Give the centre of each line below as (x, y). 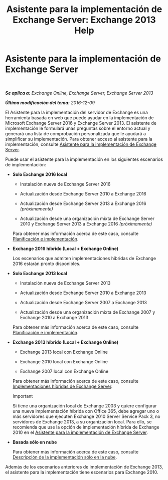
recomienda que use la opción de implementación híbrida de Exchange (86, 427)
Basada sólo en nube (35, 442)
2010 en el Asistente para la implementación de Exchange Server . (80, 432)
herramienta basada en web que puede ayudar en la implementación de (79, 117)
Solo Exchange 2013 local (40, 273)
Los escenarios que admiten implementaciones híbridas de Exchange (84, 258)
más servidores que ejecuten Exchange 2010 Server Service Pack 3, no (86, 416)
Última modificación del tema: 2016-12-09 (50, 102)
